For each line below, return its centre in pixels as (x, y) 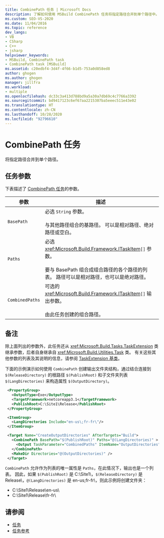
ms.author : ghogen (24, 78)
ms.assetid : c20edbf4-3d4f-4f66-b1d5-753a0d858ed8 (58, 69)
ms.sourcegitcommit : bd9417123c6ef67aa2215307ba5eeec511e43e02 (71, 101)
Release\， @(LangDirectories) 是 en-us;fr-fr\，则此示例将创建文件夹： (76, 480)
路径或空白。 (60, 232)
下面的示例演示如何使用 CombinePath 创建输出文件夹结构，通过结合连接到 (78, 369)
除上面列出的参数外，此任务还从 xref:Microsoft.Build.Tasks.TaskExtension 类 (82, 346)
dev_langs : (16, 32)
